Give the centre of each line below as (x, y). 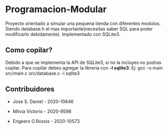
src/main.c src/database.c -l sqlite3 (43, 73)
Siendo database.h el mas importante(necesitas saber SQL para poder (79, 28)
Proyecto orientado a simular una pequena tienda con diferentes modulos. (83, 23)
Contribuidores (30, 89)
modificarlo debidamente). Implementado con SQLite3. (63, 34)
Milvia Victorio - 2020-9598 (42, 111)
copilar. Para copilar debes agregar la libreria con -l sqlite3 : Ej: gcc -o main (84, 68)
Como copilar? (29, 50)
